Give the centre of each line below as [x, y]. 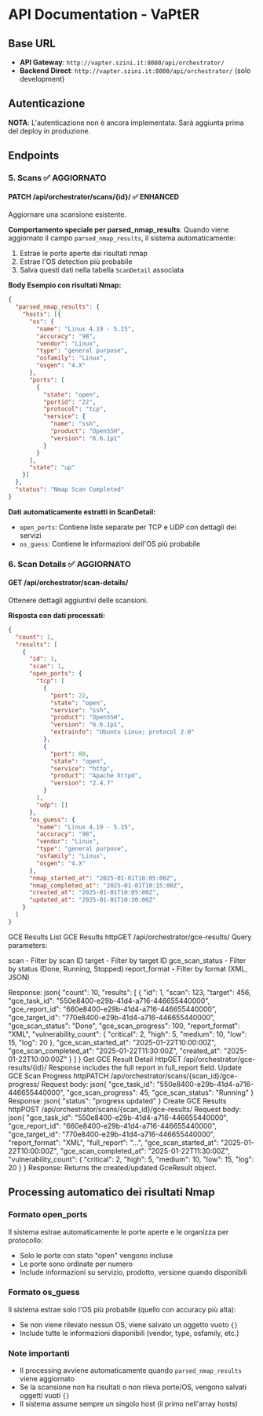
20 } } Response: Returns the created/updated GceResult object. [113, 1167]
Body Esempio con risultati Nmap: [65, 285]
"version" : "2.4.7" [82, 783]
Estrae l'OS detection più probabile [76, 262]
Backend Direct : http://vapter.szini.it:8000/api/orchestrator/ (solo [135, 71]
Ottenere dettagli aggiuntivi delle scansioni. [78, 600]
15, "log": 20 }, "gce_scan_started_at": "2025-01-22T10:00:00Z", [112, 1042]
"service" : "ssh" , [80, 710]
